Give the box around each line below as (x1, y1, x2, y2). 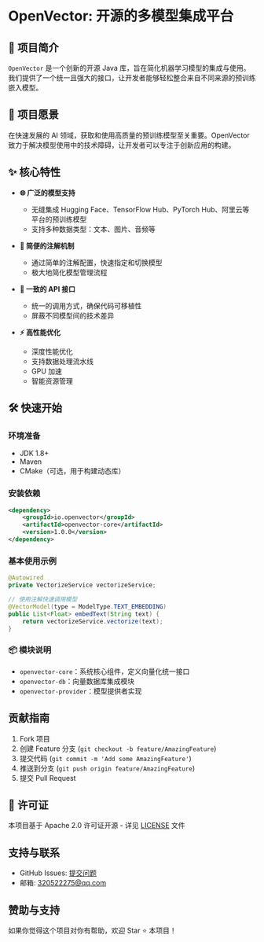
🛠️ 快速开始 (8, 402, 63, 415)
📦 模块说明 (8, 645, 52, 656)
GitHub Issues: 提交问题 (19, 868, 97, 878)
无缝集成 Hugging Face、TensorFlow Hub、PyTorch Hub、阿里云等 (31, 204, 250, 214)
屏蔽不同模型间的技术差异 (31, 311, 115, 320)
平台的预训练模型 (31, 214, 87, 224)
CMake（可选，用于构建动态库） (19, 466, 126, 476)
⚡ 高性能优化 (19, 327, 61, 337)
